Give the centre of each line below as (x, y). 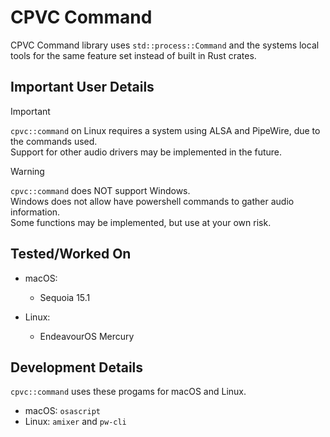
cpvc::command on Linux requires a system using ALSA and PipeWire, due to (165, 130)
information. (35, 212)
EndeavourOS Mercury (87, 336)
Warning (27, 171)
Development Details (77, 367)
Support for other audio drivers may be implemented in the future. (146, 152)
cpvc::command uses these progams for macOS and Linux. (128, 392)
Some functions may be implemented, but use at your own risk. (141, 222)
